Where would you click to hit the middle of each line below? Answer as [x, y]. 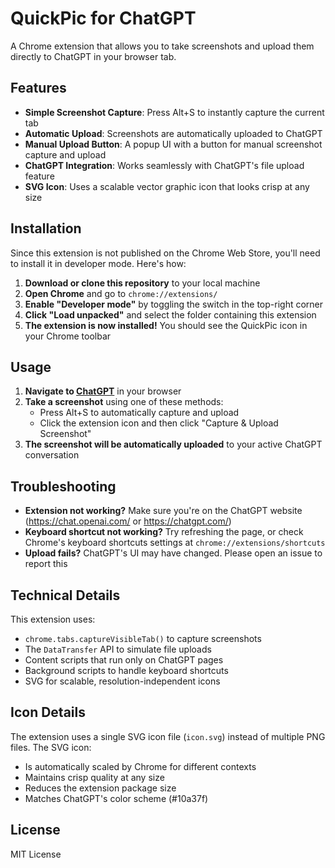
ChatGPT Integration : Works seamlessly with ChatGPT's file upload [164, 165]
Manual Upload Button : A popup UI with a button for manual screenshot [173, 144]
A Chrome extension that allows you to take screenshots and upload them [162, 46]
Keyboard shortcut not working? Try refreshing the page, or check [164, 532]
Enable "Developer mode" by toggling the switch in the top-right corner [174, 304]
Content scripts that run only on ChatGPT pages [124, 660]
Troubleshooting [63, 486]
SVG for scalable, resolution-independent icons [122, 681]
